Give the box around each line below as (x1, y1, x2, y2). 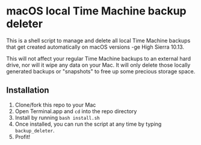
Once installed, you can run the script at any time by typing (14, 120, 162, 128)
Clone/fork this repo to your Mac (14, 101, 96, 108)
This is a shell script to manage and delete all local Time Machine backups (6, 37, 191, 44)
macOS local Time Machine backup (6, 4, 187, 18)
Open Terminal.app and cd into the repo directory (14, 107, 137, 115)
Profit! (14, 133, 31, 140)
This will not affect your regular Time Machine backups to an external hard (6, 55, 191, 62)
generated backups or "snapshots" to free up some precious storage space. (6, 67, 196, 75)
